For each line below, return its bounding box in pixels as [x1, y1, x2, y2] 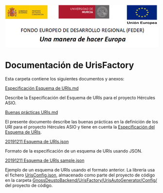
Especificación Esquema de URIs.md [5, 85, 79, 91]
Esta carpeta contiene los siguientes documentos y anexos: [5, 76, 125, 81]
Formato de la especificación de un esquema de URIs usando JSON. [5, 148, 143, 154]
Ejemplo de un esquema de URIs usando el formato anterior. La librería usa [5, 167, 155, 173]
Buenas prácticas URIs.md [5, 109, 58, 115]
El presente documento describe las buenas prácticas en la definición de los [5, 118, 158, 124]
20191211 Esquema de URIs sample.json [5, 157, 85, 163]
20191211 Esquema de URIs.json [5, 138, 69, 144]
